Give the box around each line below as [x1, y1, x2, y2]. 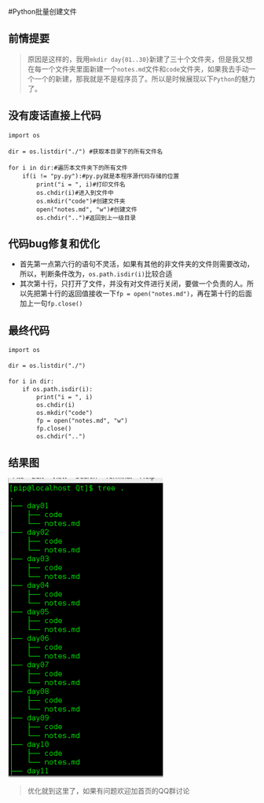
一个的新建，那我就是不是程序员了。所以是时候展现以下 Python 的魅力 [34, 74, 255, 83]
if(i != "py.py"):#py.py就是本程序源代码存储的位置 [22, 172, 179, 180]
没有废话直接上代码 [8, 109, 101, 123]
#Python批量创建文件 [8, 7, 77, 16]
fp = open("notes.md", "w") [36, 417, 128, 425]
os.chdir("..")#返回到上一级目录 [36, 214, 136, 222]
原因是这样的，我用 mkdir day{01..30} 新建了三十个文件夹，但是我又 [27, 54, 246, 64]
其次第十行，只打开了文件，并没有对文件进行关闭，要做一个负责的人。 [19, 279, 247, 288]
